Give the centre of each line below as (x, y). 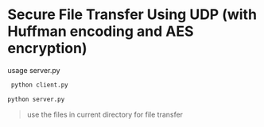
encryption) (47, 48)
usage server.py (34, 70)
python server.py (36, 99)
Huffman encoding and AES (101, 31)
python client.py (39, 85)
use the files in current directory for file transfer (105, 114)
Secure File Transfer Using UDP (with (132, 15)
